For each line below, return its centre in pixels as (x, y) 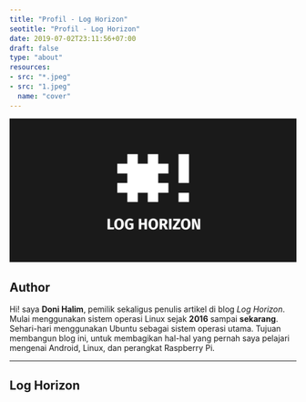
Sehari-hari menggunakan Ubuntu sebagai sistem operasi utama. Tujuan (145, 329)
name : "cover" (44, 96)
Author (30, 288)
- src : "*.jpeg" (40, 77)
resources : (30, 67)
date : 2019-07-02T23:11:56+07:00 (73, 38)
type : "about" (36, 58)
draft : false (34, 48)
